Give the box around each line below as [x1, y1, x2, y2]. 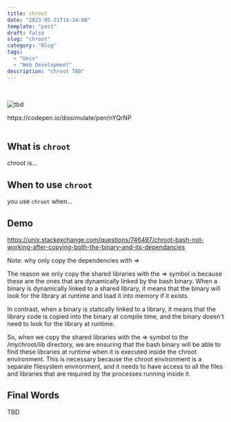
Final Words [7, 390, 60, 401]
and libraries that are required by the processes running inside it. [7, 370, 191, 378]
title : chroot [7, 10, 48, 17]
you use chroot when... [7, 197, 73, 205]
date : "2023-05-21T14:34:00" [7, 17, 91, 23]
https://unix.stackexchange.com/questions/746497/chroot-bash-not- [7, 235, 205, 243]
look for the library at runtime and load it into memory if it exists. [7, 291, 190, 300]
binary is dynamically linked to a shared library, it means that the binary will [7, 284, 221, 292]
